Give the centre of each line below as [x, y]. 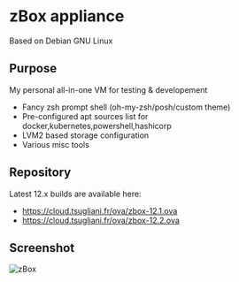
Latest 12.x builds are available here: [75, 194]
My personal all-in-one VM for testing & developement [108, 89]
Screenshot [42, 248]
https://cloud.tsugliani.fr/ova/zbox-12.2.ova [100, 220]
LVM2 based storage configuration [85, 135]
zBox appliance [67, 16]
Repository [40, 173]
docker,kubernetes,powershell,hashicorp [97, 126]
